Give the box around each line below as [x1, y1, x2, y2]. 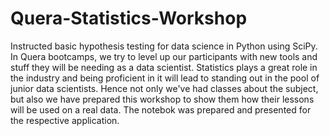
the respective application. [10, 114, 120, 126]
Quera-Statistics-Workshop [10, 7, 248, 30]
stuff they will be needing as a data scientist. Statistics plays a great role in [10, 61, 318, 73]
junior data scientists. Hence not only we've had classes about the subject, [10, 82, 319, 94]
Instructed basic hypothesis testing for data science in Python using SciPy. [10, 40, 318, 52]
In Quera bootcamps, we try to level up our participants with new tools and [10, 50, 318, 62]
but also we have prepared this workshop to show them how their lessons [10, 93, 315, 105]
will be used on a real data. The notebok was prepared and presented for [10, 103, 312, 116]
